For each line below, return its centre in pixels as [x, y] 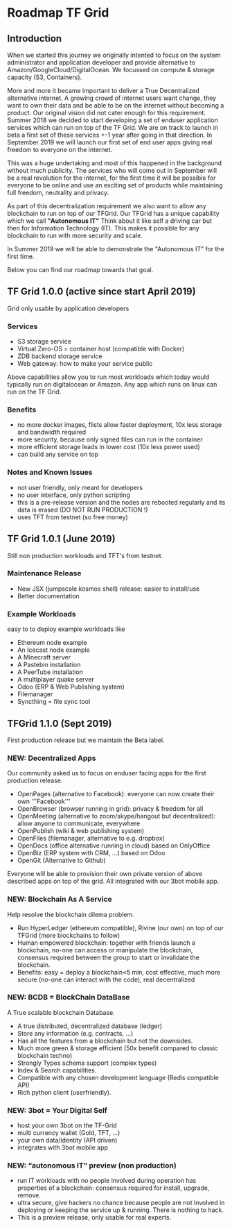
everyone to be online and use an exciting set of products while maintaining [115, 185]
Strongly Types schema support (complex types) [87, 1063]
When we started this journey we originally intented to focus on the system [114, 55]
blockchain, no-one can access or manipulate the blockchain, [105, 950]
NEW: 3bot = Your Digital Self [57, 1110]
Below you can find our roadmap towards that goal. [80, 270]
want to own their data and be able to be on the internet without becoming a [116, 105]
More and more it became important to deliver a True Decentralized [103, 91]
